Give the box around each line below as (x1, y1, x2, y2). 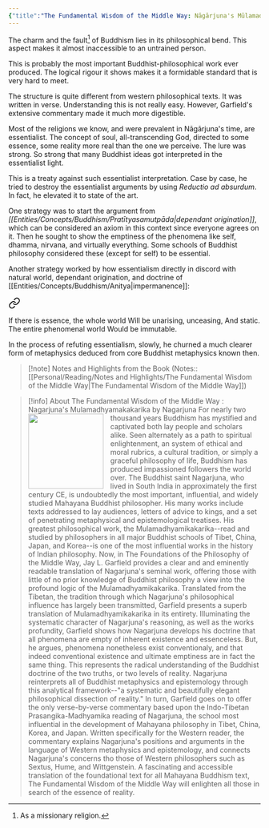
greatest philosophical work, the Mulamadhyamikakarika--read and (27, 524, 251, 533)
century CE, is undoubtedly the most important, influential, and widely (27, 490, 259, 500)
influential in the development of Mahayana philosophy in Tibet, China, (27, 720, 261, 730)
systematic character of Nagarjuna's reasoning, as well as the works (27, 617, 255, 627)
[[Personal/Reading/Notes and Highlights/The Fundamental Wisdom (27, 372, 252, 382)
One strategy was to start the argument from (8, 206, 156, 216)
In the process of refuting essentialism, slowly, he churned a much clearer (8, 340, 253, 349)
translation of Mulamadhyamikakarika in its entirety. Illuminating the (27, 609, 251, 619)
